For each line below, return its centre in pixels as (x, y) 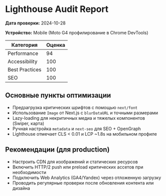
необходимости (29, 172)
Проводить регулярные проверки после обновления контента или (83, 183)
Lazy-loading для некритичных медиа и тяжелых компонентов (79, 118)
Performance (23, 53)
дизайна (21, 188)
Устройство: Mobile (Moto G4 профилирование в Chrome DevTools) (77, 32)
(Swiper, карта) (28, 123)
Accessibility (23, 61)
